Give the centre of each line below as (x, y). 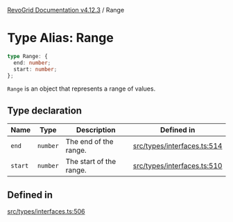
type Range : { (28, 56)
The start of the (91, 162)
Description (96, 130)
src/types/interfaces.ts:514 (178, 146)
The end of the (89, 142)
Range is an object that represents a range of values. (81, 89)
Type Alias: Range (61, 38)
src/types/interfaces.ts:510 (178, 166)
